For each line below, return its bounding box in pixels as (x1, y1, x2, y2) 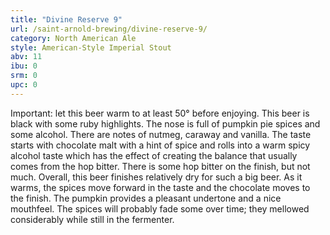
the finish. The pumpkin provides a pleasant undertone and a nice (10, 192, 282, 204)
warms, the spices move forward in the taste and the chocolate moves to (10, 181, 311, 193)
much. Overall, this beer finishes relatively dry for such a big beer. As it (10, 171, 303, 183)
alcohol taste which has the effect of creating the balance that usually (10, 149, 298, 161)
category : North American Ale (10, 33, 137, 43)
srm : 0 (10, 71, 38, 81)
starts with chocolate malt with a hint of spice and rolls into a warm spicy (10, 139, 311, 151)
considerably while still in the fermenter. (10, 213, 175, 225)
